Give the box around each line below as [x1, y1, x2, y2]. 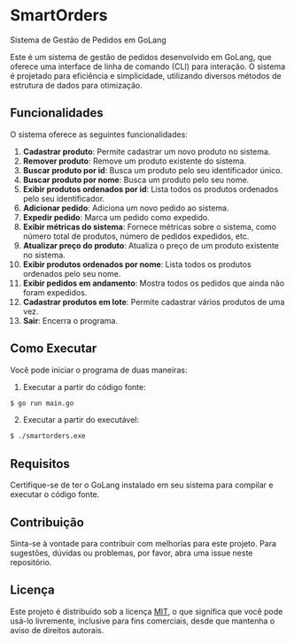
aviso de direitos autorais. [10, 624, 104, 635]
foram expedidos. [22, 287, 88, 297]
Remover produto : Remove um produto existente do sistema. [22, 156, 247, 166]
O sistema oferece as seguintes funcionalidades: [10, 129, 189, 140]
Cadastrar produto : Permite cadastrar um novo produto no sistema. [22, 146, 271, 157]
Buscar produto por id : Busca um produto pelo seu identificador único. [22, 165, 282, 175]
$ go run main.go [10, 399, 74, 408]
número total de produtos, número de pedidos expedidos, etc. [22, 231, 250, 241]
